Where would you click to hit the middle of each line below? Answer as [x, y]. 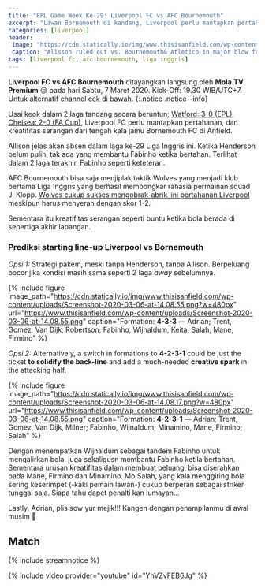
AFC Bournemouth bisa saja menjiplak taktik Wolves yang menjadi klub [123, 177]
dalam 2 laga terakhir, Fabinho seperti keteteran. [87, 162]
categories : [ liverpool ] [49, 30]
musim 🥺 [22, 516]
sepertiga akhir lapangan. [50, 226]
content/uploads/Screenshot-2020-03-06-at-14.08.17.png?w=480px [119, 402]
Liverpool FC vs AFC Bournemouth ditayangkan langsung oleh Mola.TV [126, 82]
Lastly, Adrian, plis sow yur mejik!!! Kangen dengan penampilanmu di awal [129, 508]
